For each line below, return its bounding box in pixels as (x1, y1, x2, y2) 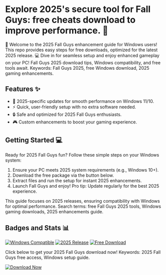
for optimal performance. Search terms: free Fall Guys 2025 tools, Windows (5, 203, 161, 209)
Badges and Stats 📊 (5, 223, 69, 232)
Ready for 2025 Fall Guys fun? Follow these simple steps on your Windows (5, 152, 159, 158)
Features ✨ (5, 85, 40, 93)
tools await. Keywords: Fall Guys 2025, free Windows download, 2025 (5, 65, 149, 71)
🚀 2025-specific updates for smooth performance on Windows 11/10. (12, 98, 154, 104)
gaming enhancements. (5, 70, 54, 76)
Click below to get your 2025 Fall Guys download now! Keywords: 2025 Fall (5, 249, 161, 255)
